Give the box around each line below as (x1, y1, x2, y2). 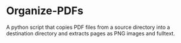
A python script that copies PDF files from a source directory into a (6, 24, 170, 31)
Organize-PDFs (6, 4, 83, 18)
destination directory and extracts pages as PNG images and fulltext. (6, 29, 176, 37)
